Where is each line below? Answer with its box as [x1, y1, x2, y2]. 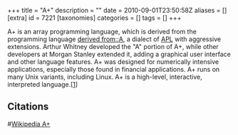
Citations [7, 101, 49, 113]
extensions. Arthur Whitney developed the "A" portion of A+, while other [7, 43, 219, 50]
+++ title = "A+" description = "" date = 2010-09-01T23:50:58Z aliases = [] [7, 6, 227, 14]
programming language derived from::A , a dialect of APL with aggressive [7, 35, 222, 43]
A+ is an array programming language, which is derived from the [7, 28, 197, 36]
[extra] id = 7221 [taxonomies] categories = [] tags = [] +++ [7, 13, 182, 22]
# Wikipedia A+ [7, 119, 51, 128]
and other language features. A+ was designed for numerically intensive [7, 58, 219, 66]
